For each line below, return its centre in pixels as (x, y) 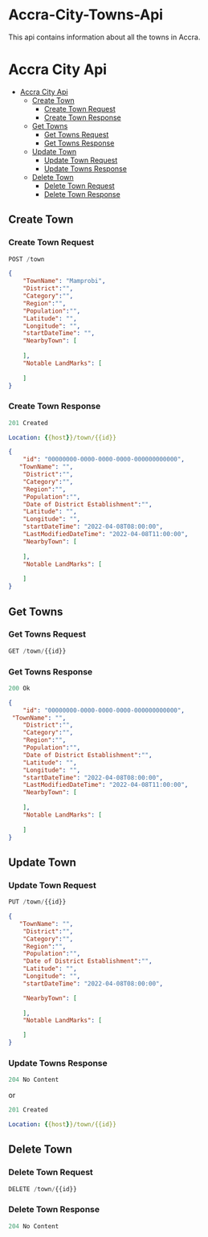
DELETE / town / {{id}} (43, 1189)
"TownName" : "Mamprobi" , (64, 281)
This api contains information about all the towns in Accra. (104, 37)
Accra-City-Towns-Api (86, 15)
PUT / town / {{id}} (37, 902)
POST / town (27, 259)
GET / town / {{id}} (37, 651)
